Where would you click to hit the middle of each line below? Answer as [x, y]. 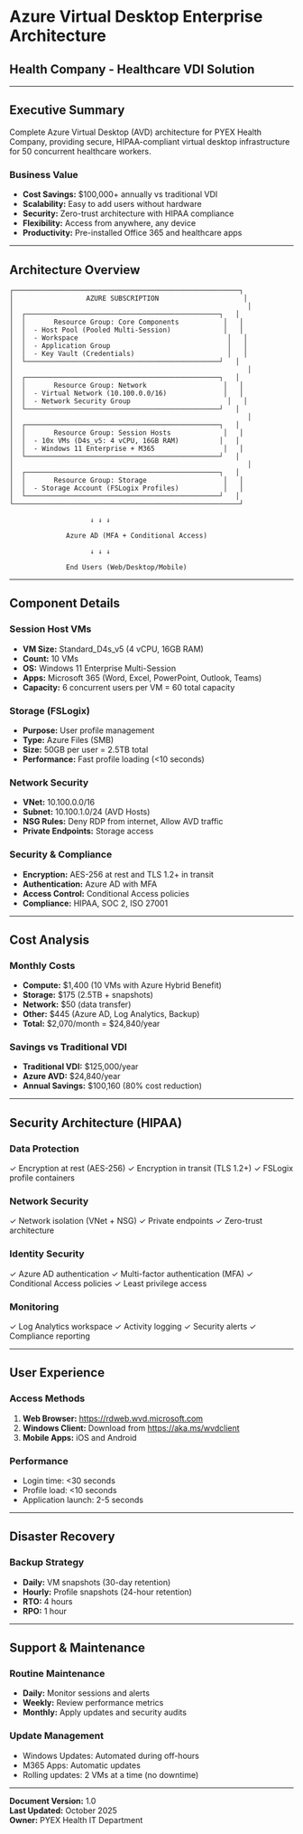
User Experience [57, 1373]
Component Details [64, 603]
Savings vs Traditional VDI [69, 1048]
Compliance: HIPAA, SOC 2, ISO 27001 [95, 903]
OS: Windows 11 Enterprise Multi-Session [99, 668]
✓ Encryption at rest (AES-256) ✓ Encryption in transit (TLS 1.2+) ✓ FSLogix [151, 1169]
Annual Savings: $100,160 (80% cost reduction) [112, 1086]
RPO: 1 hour [45, 1611]
